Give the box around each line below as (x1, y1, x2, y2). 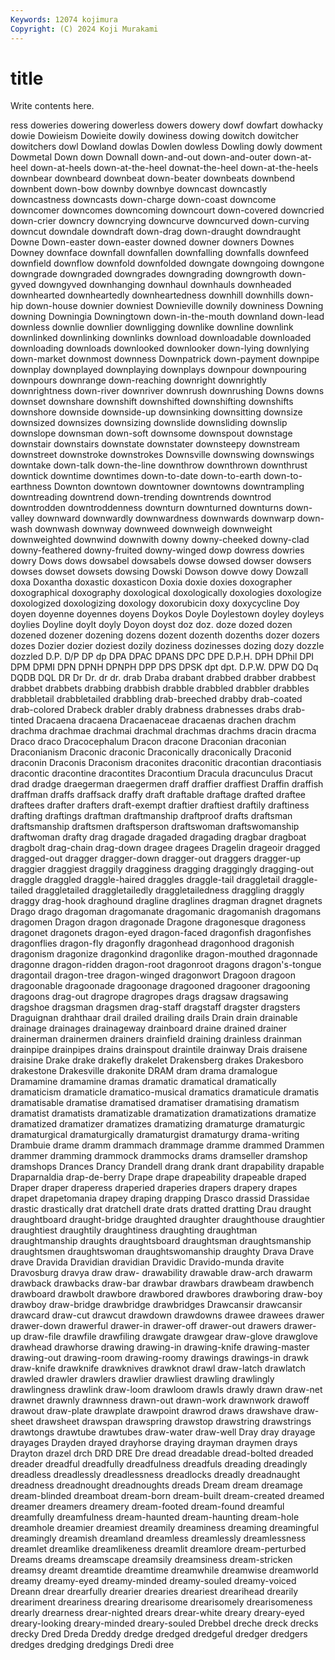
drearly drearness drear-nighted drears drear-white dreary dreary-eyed (10, 1607, 305, 1619)
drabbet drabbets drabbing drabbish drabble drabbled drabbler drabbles (10, 682, 310, 695)
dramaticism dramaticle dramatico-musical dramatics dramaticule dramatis (10, 1086, 320, 1098)
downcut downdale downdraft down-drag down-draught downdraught (10, 226, 302, 238)
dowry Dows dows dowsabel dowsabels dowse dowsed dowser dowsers (10, 555, 312, 567)
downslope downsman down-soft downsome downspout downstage (10, 427, 293, 440)
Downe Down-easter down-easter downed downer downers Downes (10, 236, 295, 248)
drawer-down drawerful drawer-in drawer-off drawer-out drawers (10, 1320, 282, 1332)
